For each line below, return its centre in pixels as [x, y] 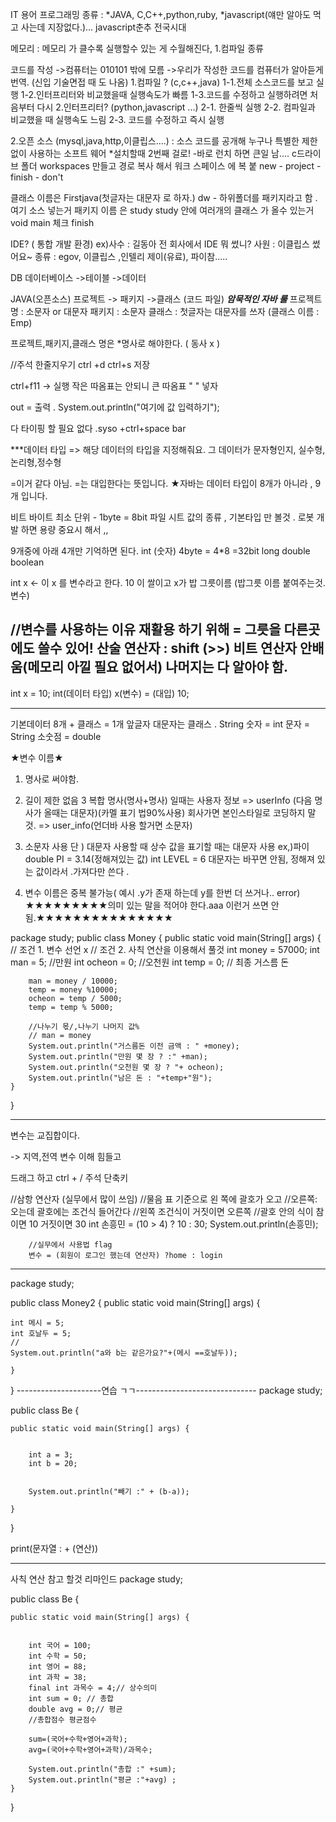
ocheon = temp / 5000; [75, 998]
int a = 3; [51, 1454]
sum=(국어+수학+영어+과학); [78, 1739]
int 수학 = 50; [58, 1656]
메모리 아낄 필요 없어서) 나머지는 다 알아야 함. [158, 667]
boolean [27, 562]
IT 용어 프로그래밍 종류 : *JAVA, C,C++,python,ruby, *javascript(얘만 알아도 [161, 14]
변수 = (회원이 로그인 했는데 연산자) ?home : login [125, 1255]
